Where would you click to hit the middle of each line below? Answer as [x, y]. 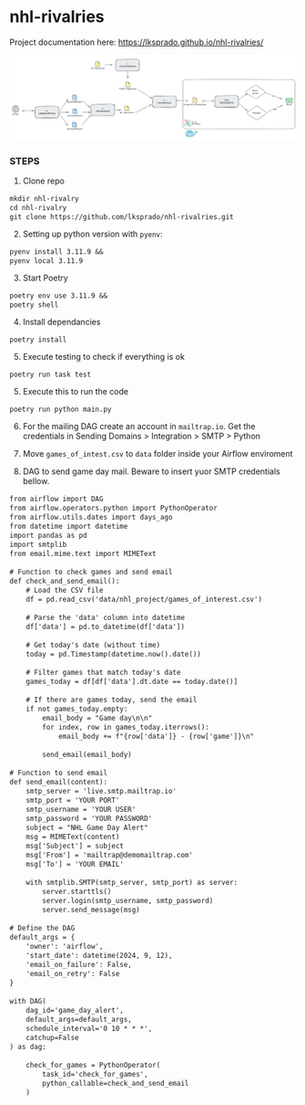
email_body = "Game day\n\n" [97, 719]
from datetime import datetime [69, 527]
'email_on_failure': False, [79, 965]
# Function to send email [58, 773]
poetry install [38, 340]
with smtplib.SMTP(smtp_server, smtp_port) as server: [132, 883]
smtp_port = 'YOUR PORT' [73, 801]
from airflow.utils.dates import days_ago [91, 518]
